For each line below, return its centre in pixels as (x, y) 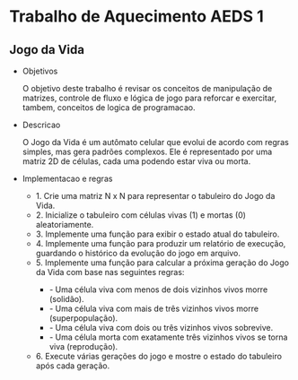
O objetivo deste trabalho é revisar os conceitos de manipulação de (147, 88)
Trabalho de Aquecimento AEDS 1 (137, 17)
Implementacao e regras (67, 178)
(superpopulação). (83, 318)
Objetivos (40, 71)
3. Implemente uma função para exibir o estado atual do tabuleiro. (158, 234)
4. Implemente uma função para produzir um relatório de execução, (161, 243)
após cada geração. (73, 366)
